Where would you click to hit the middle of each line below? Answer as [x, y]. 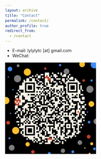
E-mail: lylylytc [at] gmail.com [42, 50]
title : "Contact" [23, 15]
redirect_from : [20, 31]
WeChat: [21, 56]
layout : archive [21, 10]
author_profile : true [27, 26]
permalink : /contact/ [27, 20]
